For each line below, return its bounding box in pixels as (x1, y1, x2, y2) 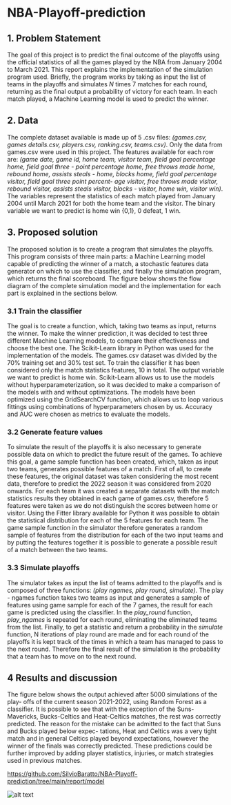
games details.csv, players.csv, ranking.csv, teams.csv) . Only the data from (7, 140, 223, 149)
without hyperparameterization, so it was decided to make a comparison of (7, 380, 221, 388)
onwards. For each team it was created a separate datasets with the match (7, 487, 219, 495)
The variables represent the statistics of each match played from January (7, 191, 216, 200)
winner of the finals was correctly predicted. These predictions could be (7, 741, 212, 750)
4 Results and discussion (7, 672, 118, 683)
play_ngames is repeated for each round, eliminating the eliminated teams (7, 615, 217, 623)
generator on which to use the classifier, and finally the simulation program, (7, 267, 222, 275)
